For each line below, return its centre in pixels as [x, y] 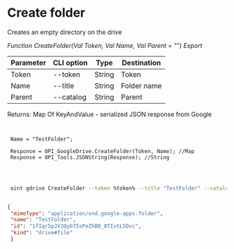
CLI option [70, 63]
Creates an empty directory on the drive [65, 32]
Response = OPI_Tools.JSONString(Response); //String [90, 157]
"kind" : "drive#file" [41, 233]
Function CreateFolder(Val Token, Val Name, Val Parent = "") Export [105, 45]
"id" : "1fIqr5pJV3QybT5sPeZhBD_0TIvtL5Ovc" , [76, 226]
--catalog [70, 97]
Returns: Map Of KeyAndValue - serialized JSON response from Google [110, 114]
